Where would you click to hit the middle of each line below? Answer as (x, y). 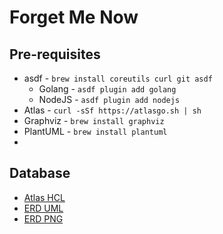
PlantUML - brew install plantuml (95, 131)
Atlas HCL (44, 197)
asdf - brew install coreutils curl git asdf (118, 78)
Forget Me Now (74, 17)
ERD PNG (43, 218)
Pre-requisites (55, 54)
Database (40, 173)
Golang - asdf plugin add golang (107, 89)
